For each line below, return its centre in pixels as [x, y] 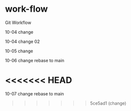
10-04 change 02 [22, 41]
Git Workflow [18, 22]
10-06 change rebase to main [35, 60]
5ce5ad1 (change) [108, 103]
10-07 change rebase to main [35, 93]
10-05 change [19, 51]
